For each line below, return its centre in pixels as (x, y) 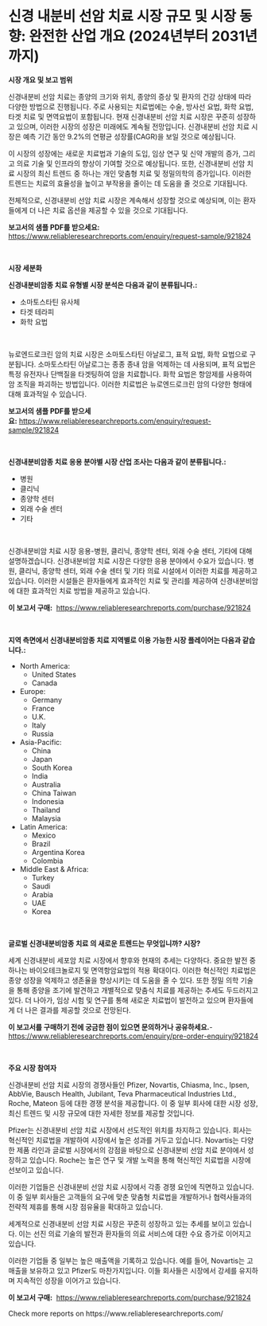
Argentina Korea (58, 852)
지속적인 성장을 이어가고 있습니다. (68, 1281)
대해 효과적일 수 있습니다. (48, 394)
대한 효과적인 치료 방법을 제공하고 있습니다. (83, 590)
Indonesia (48, 801)
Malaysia (46, 818)
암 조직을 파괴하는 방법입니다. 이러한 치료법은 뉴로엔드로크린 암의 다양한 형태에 (130, 384)
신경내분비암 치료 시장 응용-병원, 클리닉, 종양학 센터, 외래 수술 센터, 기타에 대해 (130, 551)
